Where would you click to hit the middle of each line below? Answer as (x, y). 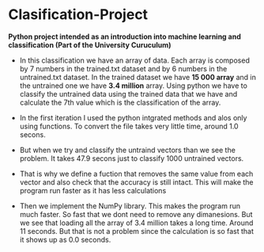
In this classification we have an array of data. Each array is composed (135, 60)
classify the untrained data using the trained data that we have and (128, 94)
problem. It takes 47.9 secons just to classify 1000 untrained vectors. (132, 158)
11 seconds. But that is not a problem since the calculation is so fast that (137, 231)
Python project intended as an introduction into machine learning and (124, 36)
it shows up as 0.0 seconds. (65, 239)
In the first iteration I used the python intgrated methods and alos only (133, 117)
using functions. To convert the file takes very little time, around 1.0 (129, 126)
